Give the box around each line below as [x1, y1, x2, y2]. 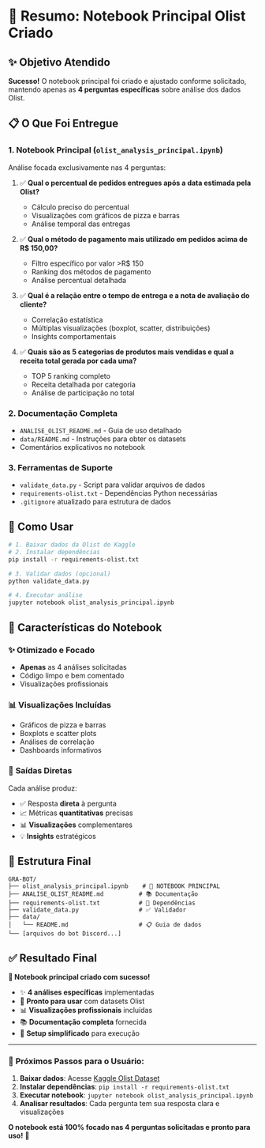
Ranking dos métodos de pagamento [31, 266, 151, 276]
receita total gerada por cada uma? [19, 356, 137, 365]
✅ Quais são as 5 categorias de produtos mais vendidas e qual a [19, 347, 234, 357]
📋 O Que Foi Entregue [8, 117, 119, 130]
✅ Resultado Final [8, 951, 97, 965]
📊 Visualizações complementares [19, 820, 132, 829]
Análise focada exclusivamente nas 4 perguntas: [8, 162, 166, 172]
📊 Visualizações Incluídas [8, 699, 112, 710]
